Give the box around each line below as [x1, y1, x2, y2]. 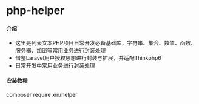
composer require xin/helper [6, 91, 78, 98]
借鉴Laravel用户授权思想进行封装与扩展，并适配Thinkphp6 [15, 54, 162, 62]
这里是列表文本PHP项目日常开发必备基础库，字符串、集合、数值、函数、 [15, 39, 197, 47]
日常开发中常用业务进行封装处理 [15, 62, 95, 70]
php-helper [6, 4, 65, 18]
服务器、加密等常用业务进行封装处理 [15, 47, 106, 54]
